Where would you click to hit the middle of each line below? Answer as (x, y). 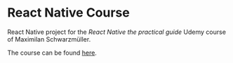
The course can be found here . (52, 53)
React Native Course (68, 13)
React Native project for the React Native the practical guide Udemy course (117, 32)
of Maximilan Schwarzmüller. (49, 39)
